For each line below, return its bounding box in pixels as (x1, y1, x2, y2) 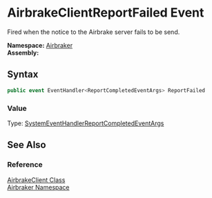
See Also (7, 139, 46, 151)
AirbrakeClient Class (7, 175, 66, 184)
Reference (7, 160, 43, 170)
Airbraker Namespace (7, 183, 70, 191)
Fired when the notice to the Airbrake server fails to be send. (7, 28, 180, 36)
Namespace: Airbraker (7, 41, 73, 49)
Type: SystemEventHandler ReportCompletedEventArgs (7, 119, 164, 127)
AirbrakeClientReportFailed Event (7, 5, 204, 21)
